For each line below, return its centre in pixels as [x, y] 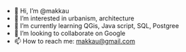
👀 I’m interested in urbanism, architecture [74, 18]
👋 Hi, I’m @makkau [41, 11]
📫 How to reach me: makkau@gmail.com [75, 41]
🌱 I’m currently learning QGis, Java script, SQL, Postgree [96, 26]
